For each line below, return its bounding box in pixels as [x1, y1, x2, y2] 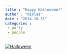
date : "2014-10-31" [5, 16, 48, 21]
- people [7, 30, 26, 35]
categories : [5, 21, 32, 26]
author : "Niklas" [5, 12, 43, 17]
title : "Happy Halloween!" [5, 7, 63, 12]
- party [7, 26, 23, 30]
